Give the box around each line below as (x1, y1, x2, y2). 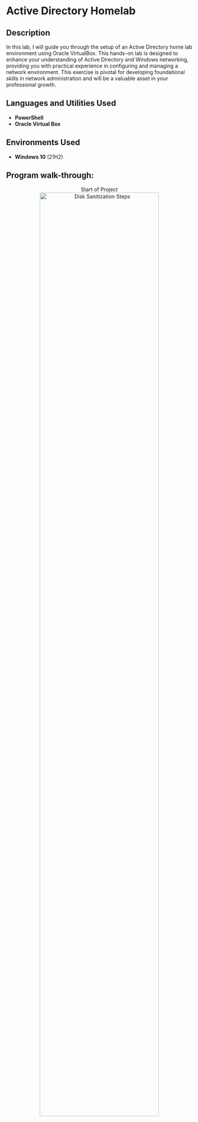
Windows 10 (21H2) (14, 153, 63, 160)
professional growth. (6, 81, 57, 88)
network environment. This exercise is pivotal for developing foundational (6, 69, 185, 75)
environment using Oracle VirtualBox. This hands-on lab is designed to (6, 50, 178, 57)
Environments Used (6, 137, 80, 147)
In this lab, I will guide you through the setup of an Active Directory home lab (6, 43, 193, 50)
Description (6, 28, 50, 38)
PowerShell (14, 114, 44, 121)
